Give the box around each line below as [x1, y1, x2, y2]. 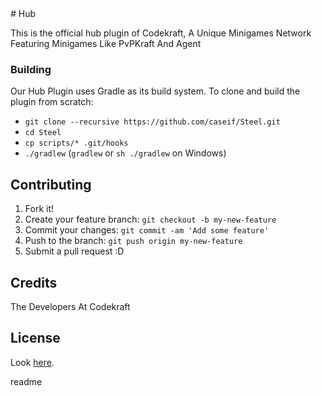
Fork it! [24, 203, 55, 215]
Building [10, 62, 52, 76]
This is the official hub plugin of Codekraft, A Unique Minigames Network [10, 27, 312, 39]
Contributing [10, 176, 92, 193]
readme [10, 375, 43, 387]
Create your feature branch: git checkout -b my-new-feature [24, 213, 277, 226]
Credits [10, 274, 58, 291]
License [10, 330, 61, 347]
